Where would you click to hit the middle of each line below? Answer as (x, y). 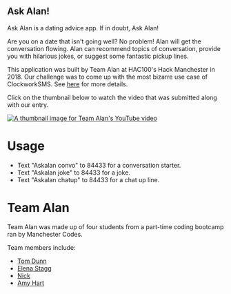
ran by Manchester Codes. (45, 234)
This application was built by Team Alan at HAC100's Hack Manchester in (111, 69)
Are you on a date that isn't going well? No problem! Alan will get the (104, 41)
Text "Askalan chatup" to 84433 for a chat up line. (88, 179)
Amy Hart (31, 283)
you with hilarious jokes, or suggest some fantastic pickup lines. (98, 56)
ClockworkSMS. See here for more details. (68, 84)
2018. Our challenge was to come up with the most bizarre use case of (108, 77)
